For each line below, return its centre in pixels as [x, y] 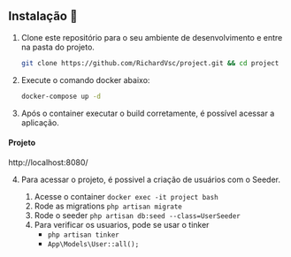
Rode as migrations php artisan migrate [108, 206]
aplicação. [40, 122]
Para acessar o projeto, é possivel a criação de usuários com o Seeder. [150, 179]
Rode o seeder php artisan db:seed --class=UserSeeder [137, 215]
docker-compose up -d [61, 96]
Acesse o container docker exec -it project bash [126, 196]
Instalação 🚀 [43, 16]
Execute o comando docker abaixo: [85, 79]
